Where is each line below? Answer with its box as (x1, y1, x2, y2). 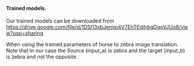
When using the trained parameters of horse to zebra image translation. (6, 41, 179, 48)
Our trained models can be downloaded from (6, 17, 115, 24)
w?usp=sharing (6, 30, 44, 37)
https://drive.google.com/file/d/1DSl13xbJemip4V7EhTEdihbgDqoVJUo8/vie (6, 24, 188, 31)
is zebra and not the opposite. (6, 53, 78, 60)
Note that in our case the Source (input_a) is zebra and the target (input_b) (6, 47, 185, 54)
